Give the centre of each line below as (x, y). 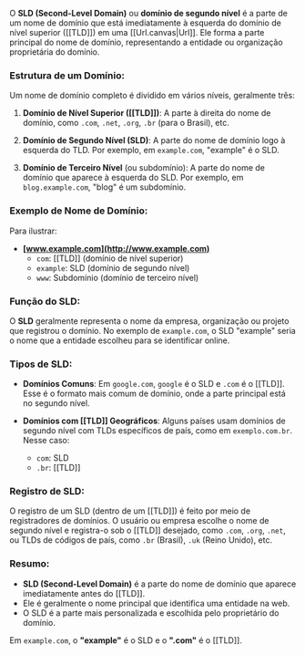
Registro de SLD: (47, 492)
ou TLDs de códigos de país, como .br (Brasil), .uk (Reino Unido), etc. (141, 540)
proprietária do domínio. (55, 52)
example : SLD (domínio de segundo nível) (113, 267)
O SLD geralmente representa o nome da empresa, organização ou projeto (149, 321)
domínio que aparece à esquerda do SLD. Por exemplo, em (133, 178)
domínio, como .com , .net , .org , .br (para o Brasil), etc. (126, 123)
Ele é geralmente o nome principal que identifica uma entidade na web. (156, 603)
